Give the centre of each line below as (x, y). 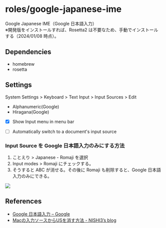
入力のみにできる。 (32, 176)
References (23, 201)
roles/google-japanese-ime (64, 9)
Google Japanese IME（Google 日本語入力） (51, 23)
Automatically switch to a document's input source (65, 131)
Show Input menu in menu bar (43, 121)
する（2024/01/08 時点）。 (32, 36)
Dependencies (28, 52)
